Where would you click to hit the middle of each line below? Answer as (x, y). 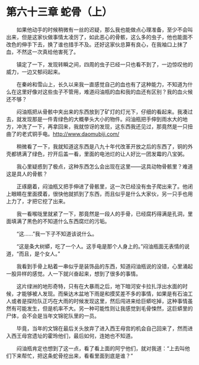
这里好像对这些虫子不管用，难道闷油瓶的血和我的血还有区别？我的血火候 (105, 92)
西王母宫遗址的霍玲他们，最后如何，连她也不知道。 (73, 335)
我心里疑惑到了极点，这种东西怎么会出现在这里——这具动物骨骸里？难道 (105, 166)
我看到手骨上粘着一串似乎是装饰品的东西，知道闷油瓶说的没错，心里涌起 (105, 266)
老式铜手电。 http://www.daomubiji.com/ (70, 134)
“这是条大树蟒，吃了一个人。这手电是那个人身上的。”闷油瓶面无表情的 (100, 246)
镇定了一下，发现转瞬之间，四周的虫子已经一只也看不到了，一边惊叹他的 (105, 64)
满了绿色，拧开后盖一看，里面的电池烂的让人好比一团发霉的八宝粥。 (105, 154)
